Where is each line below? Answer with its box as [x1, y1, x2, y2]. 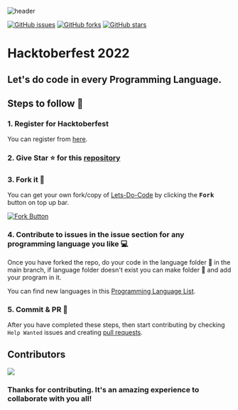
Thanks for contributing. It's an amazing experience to [7, 384, 200, 394]
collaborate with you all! [7, 394, 92, 404]
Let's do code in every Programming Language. [7, 73, 222, 85]
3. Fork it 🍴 [7, 174, 45, 184]
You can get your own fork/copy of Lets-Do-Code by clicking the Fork [7, 191, 215, 199]
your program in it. [7, 273, 62, 282]
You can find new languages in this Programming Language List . [7, 287, 196, 295]
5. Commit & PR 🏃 [7, 304, 68, 314]
